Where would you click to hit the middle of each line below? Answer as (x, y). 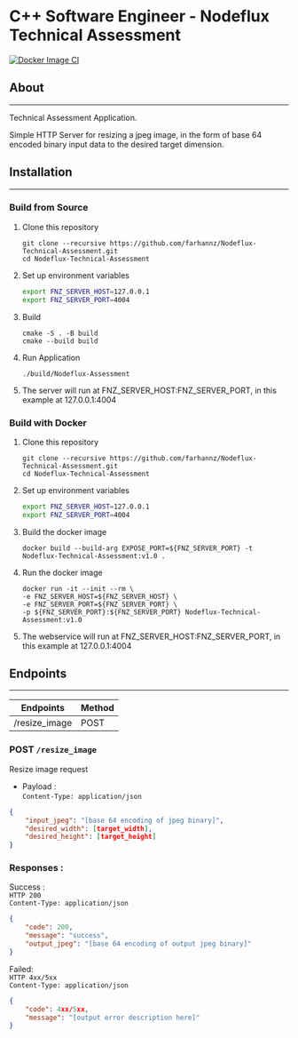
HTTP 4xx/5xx (33, 978)
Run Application (51, 357)
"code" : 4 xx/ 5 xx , (57, 1009)
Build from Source (49, 208)
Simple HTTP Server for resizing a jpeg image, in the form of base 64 (136, 134)
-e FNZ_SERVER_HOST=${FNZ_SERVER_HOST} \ (99, 596)
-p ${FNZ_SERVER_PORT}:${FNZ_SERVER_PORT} (102, 612)
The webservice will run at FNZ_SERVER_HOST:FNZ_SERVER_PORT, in (151, 636)
